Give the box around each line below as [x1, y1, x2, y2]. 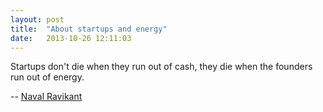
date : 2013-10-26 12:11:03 [10, 33, 132, 43]
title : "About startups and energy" [10, 24, 168, 34]
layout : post [10, 14, 65, 25]
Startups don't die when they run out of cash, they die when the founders [10, 61, 313, 73]
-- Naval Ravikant [10, 91, 83, 103]
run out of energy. [10, 71, 85, 83]
